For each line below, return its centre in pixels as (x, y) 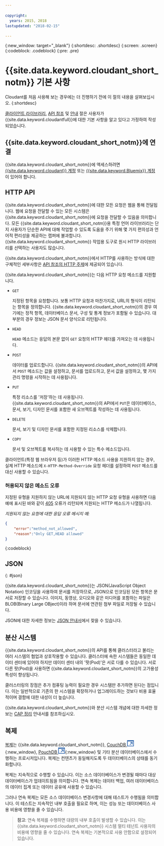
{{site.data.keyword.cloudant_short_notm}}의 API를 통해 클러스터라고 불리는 (80, 650)
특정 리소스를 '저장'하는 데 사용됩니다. (48, 397)
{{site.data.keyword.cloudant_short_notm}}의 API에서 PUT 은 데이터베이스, (84, 403)
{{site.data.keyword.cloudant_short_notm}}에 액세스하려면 (63, 164)
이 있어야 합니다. (21, 177)
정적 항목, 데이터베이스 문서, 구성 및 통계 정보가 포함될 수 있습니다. (88, 313)
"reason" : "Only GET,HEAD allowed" (49, 534)
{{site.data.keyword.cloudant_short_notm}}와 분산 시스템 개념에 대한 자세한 (79, 708)
